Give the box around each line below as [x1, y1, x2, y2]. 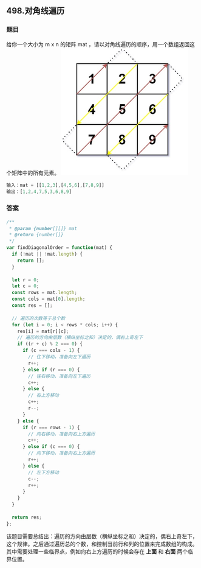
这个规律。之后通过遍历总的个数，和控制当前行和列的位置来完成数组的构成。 [6, 540, 198, 547]
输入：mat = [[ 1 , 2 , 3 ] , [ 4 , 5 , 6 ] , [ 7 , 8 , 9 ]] [6, 182, 104, 188]
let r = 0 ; [12, 276, 39, 283]
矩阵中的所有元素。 [11, 169, 60, 177]
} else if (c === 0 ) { [22, 444, 80, 450]
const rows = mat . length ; [12, 290, 78, 296]
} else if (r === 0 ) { [22, 366, 80, 373]
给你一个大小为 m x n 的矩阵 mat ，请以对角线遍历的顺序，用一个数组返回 [6, 40, 190, 47]
